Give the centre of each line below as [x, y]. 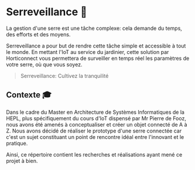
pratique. [17, 143]
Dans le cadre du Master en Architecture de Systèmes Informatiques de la [95, 112]
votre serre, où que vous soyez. [44, 64]
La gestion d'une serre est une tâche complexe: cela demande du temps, [94, 28]
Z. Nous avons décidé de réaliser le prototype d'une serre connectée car [94, 131]
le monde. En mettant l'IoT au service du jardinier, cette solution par [88, 52]
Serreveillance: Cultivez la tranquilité [64, 76]
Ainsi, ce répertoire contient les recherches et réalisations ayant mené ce [94, 154]
